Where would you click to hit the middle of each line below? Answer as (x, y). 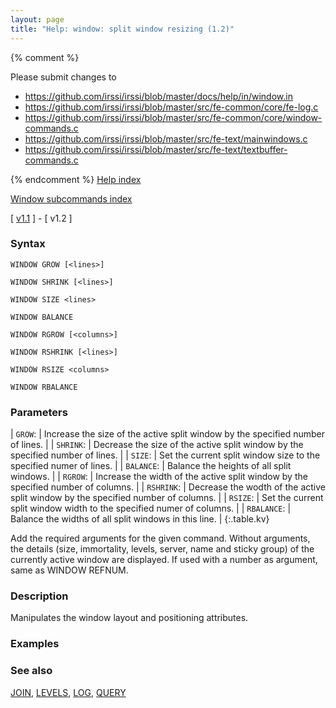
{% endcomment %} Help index (76, 179)
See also (31, 671)
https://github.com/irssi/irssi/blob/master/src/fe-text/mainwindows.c (166, 138)
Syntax (28, 244)
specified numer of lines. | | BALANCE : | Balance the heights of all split (151, 466)
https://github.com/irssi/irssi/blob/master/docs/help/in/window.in (158, 96)
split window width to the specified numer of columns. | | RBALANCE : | (151, 508)
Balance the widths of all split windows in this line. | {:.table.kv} (140, 519)
